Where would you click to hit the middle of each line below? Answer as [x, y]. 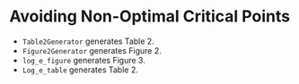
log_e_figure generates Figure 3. [84, 60]
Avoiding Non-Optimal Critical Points [149, 17]
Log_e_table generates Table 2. [80, 70]
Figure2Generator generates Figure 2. [92, 50]
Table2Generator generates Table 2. [88, 41]
